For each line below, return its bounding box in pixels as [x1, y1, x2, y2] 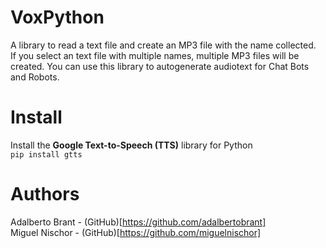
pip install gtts [10, 149, 83, 160]
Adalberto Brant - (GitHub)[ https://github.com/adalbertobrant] [10, 216, 267, 228]
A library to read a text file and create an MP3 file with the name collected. [10, 39, 317, 51]
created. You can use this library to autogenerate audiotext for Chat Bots [10, 60, 310, 72]
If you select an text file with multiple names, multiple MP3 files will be [10, 49, 300, 61]
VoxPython [10, 6, 105, 29]
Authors [10, 183, 80, 206]
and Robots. [10, 71, 60, 83]
